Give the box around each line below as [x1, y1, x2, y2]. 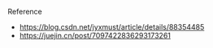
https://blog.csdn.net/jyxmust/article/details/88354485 [19, 22, 205, 31]
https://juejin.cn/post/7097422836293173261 [19, 31, 172, 40]
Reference [7, 7, 42, 16]
